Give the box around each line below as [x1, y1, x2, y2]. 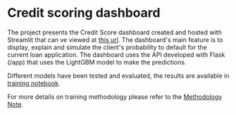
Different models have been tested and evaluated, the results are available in [7, 72, 230, 80]
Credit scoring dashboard [7, 5, 161, 21]
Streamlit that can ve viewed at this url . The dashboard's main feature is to [7, 35, 223, 43]
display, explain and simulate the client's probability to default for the [7, 43, 208, 51]
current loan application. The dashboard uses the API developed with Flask [7, 50, 225, 59]
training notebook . [7, 79, 61, 87]
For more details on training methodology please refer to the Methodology [7, 93, 223, 101]
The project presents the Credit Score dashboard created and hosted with [7, 28, 222, 36]
